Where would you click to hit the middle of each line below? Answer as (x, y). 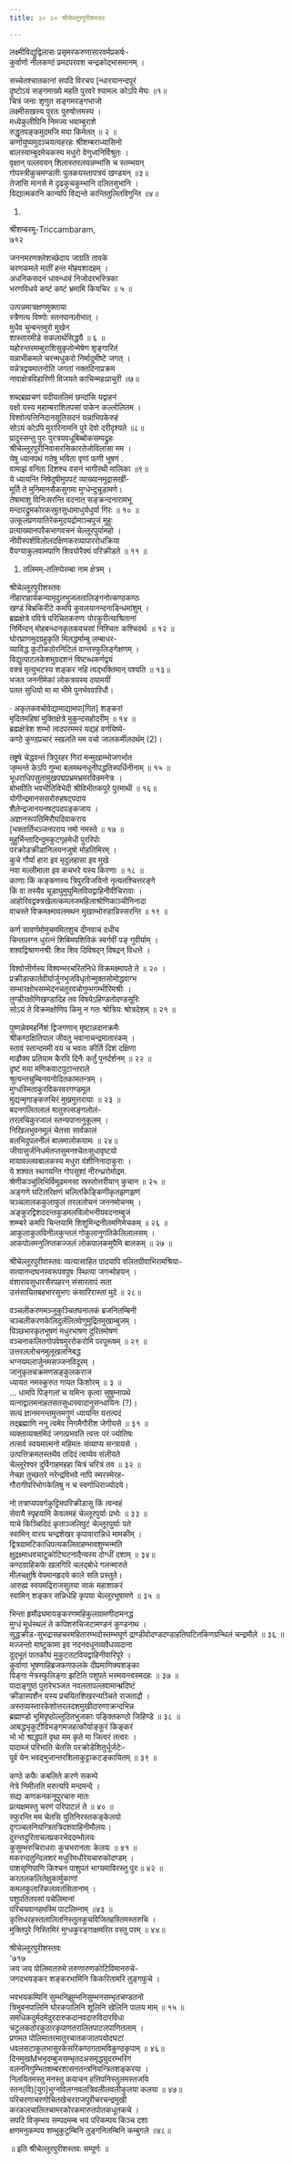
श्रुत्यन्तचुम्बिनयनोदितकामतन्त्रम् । (56, 1078)
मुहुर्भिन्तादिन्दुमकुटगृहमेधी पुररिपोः (55, 839)
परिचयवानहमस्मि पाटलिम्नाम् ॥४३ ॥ (61, 1909)
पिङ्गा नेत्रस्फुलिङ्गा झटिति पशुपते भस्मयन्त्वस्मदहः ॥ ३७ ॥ (94, 1675)
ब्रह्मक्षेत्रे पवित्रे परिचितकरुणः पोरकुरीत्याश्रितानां (73, 618)
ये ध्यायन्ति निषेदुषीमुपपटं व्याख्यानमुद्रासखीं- (70, 479)
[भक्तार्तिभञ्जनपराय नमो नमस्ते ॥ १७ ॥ (67, 829)
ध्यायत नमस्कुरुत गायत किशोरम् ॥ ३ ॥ (66, 1382)
